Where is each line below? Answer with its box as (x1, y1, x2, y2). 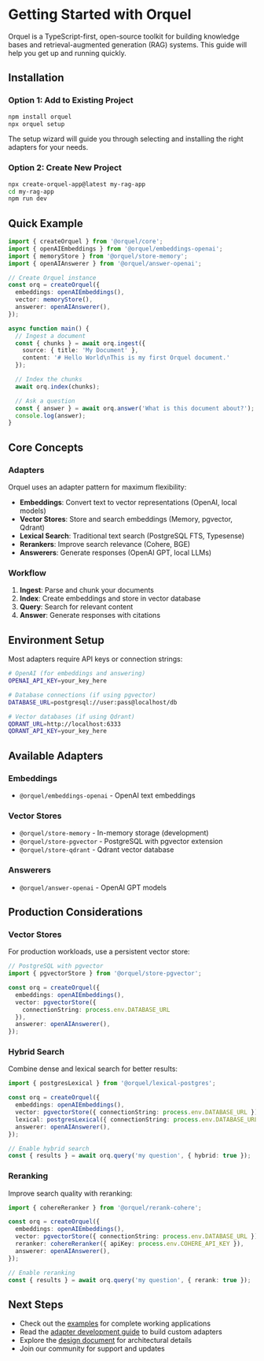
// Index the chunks (15, 376, 82, 384)
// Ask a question (15, 396, 76, 405)
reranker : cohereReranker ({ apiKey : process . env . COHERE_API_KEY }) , (15, 1240, 244, 1248)
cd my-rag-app (8, 188, 55, 195)
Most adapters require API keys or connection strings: (8, 654, 183, 664)
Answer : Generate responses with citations (19, 611, 161, 620)
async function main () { (8, 325, 90, 333)
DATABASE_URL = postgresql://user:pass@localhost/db (8, 698, 178, 706)
